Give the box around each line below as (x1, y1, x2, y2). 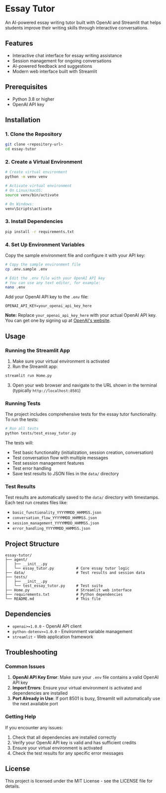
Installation (5, 116, 41, 124)
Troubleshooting (5, 648, 58, 657)
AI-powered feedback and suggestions (12, 63, 93, 69)
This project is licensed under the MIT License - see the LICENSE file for (5, 778, 153, 784)
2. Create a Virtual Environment (5, 158, 83, 165)
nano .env (5, 285, 26, 290)
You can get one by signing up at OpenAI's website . (5, 317, 111, 324)
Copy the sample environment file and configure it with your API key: (5, 252, 146, 258)
